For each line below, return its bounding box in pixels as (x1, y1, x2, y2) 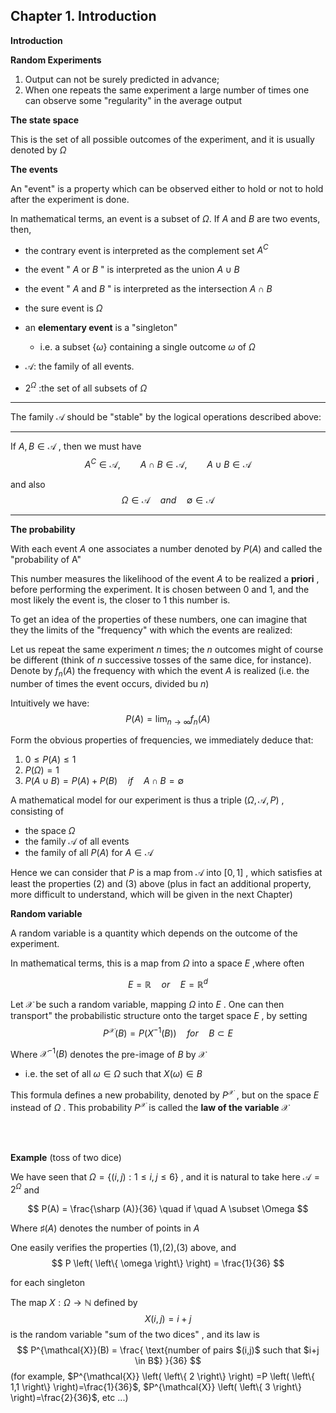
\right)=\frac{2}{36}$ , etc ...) (10, 1392, 129, 1404)
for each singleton (10, 1277, 86, 1289)
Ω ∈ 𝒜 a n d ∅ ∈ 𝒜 (121, 494, 215, 506)
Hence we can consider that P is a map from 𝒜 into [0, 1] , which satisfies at (10, 867, 323, 879)
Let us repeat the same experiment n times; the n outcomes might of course (10, 643, 324, 655)
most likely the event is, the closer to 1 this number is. (10, 594, 231, 606)
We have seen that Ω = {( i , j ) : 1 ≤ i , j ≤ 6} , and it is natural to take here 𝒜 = (10, 1170, 320, 1183)
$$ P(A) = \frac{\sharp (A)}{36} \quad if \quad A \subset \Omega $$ (27, 1203, 309, 1215)
